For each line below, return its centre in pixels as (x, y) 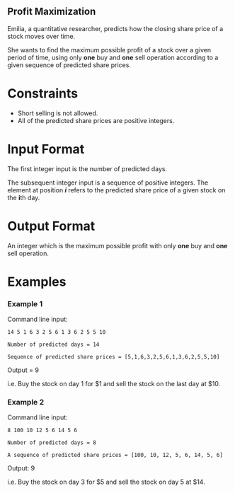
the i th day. (24, 197)
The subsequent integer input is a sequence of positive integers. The (108, 182)
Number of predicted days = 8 (52, 443)
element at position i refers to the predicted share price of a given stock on (116, 190)
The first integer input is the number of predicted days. (87, 168)
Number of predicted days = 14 (53, 345)
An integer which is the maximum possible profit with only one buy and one (117, 245)
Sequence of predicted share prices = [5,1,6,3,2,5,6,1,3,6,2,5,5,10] (114, 357)
